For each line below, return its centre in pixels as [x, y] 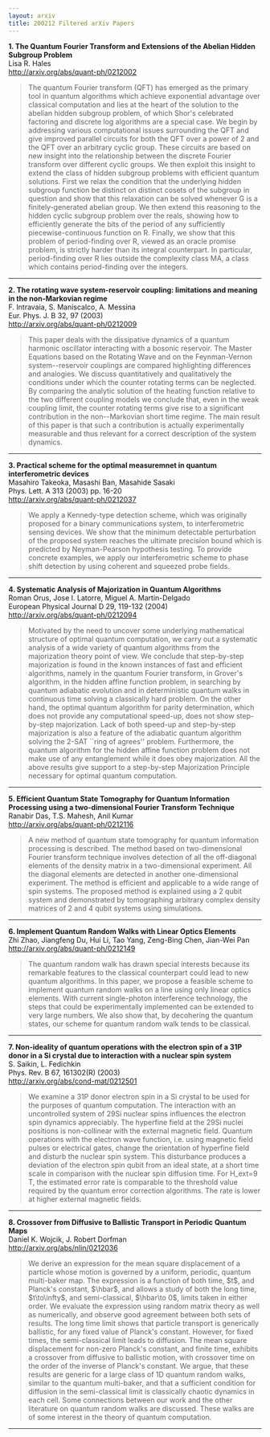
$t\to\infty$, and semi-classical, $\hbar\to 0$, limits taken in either [137, 1297]
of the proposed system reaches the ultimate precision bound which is [145, 540]
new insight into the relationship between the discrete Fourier [129, 156]
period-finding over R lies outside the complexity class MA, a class [138, 258]
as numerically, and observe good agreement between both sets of [139, 1314]
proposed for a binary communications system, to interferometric [136, 523]
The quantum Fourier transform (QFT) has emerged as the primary [138, 87]
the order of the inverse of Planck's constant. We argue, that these [138, 1365]
